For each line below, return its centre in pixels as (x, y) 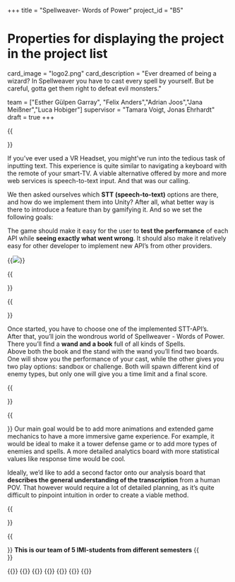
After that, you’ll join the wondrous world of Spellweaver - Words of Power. (116, 336)
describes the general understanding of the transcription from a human (114, 479)
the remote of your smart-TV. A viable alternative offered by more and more (117, 173)
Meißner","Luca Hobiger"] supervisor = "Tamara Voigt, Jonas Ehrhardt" (111, 110)
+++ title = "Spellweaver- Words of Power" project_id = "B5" (95, 10)
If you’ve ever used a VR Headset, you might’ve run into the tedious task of (116, 158)
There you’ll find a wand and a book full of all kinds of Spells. (96, 344)
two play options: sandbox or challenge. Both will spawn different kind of (113, 366)
